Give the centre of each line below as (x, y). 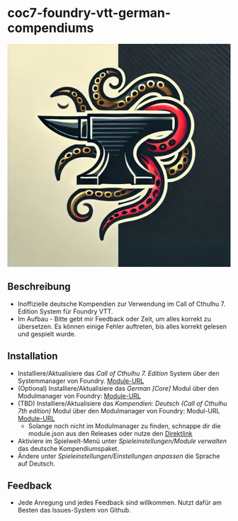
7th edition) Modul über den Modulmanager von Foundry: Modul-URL (119, 411)
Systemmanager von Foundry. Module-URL (81, 381)
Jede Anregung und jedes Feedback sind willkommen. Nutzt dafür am (119, 503)
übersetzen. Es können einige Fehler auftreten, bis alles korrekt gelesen (122, 326)
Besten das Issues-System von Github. (74, 510)
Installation (33, 356)
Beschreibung (39, 287)
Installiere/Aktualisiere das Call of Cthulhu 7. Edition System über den (118, 373)
